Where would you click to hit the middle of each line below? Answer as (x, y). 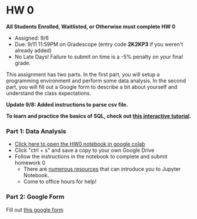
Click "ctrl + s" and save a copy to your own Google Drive (84, 150)
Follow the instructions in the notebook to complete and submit (91, 157)
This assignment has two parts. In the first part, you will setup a (83, 74)
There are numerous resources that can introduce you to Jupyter (102, 169)
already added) (33, 50)
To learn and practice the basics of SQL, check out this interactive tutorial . (99, 116)
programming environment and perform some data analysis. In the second (96, 81)
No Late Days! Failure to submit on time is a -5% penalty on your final (99, 57)
